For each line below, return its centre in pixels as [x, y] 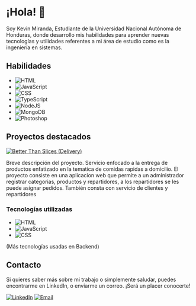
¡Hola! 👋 [26, 12]
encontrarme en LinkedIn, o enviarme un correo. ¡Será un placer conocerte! [98, 286]
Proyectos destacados [49, 137]
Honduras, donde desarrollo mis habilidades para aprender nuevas [88, 34]
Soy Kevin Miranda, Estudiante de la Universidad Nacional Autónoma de [94, 28]
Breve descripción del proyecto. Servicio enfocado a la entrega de [87, 162]
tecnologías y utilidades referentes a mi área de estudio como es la [88, 41]
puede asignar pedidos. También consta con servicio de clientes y [87, 188]
